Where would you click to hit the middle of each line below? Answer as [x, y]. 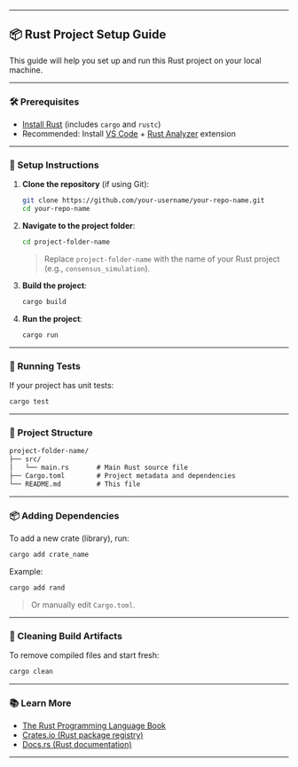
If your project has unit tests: [62, 386]
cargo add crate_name [49, 554]
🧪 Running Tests [45, 366]
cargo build [44, 302]
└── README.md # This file [75, 484]
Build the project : [54, 286]
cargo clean [31, 671]
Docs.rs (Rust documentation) [77, 745]
